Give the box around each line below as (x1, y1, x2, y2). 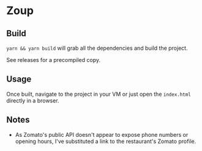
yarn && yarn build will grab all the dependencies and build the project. (6, 44, 188, 52)
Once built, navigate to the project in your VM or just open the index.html (6, 90, 191, 98)
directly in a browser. (6, 96, 59, 104)
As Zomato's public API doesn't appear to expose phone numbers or (15, 131, 189, 138)
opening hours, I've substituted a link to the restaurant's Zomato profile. (15, 137, 196, 145)
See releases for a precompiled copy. (6, 56, 101, 63)
